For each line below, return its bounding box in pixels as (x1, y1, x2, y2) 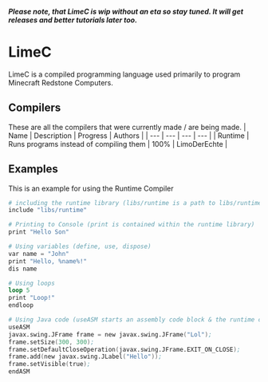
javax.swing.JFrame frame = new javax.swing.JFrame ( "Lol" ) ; (8, 330, 213, 338)
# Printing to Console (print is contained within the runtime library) (8, 221, 255, 229)
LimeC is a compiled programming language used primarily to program (8, 69, 241, 79)
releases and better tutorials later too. (8, 15, 138, 25)
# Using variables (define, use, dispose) (8, 242, 152, 250)
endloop (8, 301, 34, 309)
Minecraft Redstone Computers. (8, 77, 113, 87)
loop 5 (8, 286, 30, 294)
